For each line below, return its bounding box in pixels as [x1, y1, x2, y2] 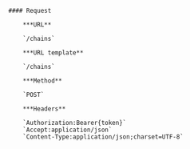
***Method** [22, 77, 62, 85]
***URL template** [22, 49, 84, 57]
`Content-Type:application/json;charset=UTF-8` [22, 133, 184, 141]
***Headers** [22, 105, 66, 113]
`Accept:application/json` [22, 126, 113, 134]
